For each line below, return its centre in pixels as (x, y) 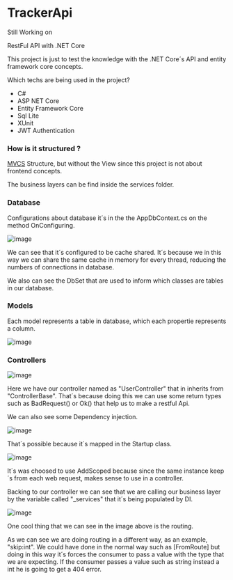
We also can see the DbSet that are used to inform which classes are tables (115, 281)
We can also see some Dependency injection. (72, 417)
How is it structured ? (44, 148)
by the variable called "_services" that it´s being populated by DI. (100, 499)
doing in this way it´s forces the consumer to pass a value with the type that (116, 554)
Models (20, 306)
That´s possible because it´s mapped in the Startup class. (90, 444)
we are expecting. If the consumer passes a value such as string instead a (113, 562)
